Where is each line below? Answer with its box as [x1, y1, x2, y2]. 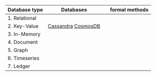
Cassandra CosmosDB [48, 23, 101, 29]
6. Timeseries [7, 55, 40, 61]
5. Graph [7, 47, 28, 53]
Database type [7, 6, 43, 13]
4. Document [7, 39, 38, 45]
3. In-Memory [7, 31, 41, 38]
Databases [61, 6, 87, 13]
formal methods [109, 6, 149, 13]
